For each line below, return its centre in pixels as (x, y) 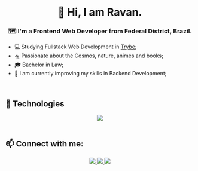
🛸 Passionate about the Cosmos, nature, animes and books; (89, 56)
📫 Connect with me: (45, 144)
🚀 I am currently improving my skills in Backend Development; (90, 74)
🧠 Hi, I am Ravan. (100, 12)
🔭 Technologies (35, 104)
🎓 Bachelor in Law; (39, 65)
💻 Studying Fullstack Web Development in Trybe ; (75, 47)
